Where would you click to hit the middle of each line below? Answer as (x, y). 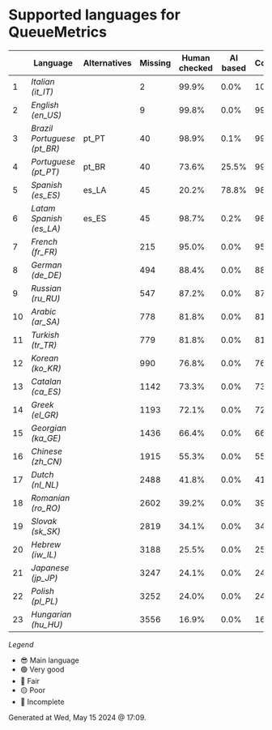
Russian (47, 288)
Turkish (45, 335)
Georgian (49, 428)
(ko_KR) (47, 368)
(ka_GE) (46, 438)
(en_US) (47, 115)
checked (195, 68)
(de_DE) (47, 275)
